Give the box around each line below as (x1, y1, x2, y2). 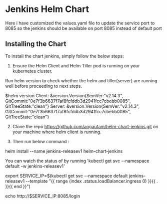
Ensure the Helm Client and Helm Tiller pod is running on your (12, 62, 140, 68)
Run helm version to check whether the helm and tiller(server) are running (5, 77, 157, 83)
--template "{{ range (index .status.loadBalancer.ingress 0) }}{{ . (25, 178, 158, 184)
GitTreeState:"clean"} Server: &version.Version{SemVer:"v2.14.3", (5, 103, 140, 109)
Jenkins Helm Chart (5, 3, 89, 15)
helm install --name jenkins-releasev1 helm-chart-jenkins (5, 148, 123, 154)
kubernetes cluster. (12, 68, 52, 74)
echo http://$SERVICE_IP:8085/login (5, 193, 80, 199)
